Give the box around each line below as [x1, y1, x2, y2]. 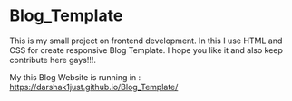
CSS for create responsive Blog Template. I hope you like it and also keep [9, 44, 284, 55]
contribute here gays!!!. [9, 54, 97, 65]
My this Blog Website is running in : [9, 71, 141, 82]
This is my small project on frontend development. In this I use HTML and [9, 35, 283, 46]
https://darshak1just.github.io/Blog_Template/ [9, 81, 179, 92]
